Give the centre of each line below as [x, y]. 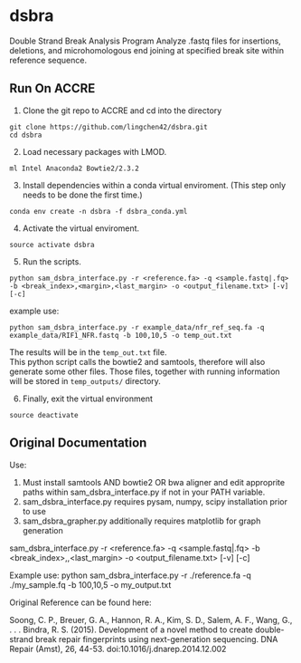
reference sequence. [48, 60]
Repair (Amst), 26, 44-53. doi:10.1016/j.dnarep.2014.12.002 [118, 649]
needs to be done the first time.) [82, 195]
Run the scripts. [52, 261]
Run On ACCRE [52, 88]
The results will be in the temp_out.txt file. [88, 352]
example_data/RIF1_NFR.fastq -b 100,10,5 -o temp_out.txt [121, 335]
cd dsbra [26, 135]
